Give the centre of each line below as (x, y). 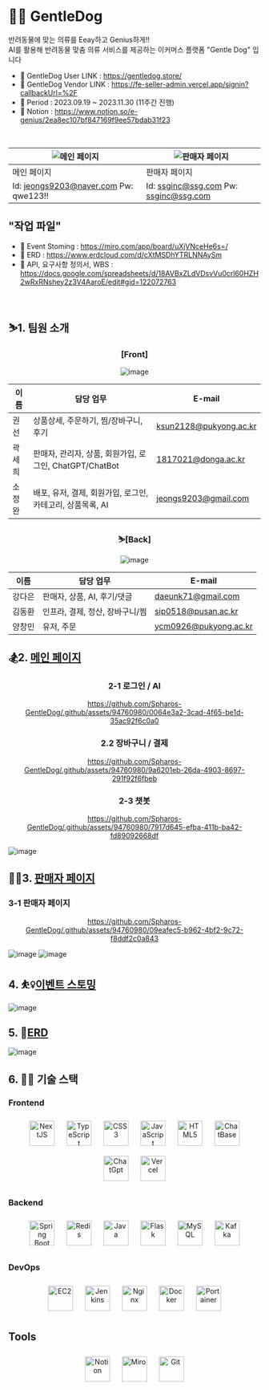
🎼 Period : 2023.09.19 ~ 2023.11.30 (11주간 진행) (97, 102)
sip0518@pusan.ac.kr (197, 611)
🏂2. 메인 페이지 (45, 658)
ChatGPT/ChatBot (86, 466)
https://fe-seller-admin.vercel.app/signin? (180, 84)
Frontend (26, 1103)
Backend (26, 1202)
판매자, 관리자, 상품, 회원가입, (85, 454)
